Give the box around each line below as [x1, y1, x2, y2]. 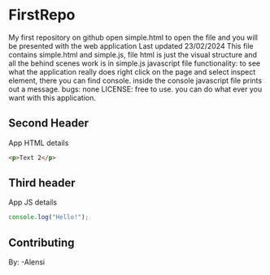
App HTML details [8, 138, 69, 148]
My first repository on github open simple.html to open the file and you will [8, 32, 259, 42]
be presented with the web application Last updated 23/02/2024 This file [8, 41, 254, 50]
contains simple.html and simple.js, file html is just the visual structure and [8, 49, 258, 59]
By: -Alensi [8, 257, 46, 267]
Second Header [8, 116, 89, 131]
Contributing [8, 235, 75, 249]
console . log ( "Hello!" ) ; [8, 213, 89, 221]
